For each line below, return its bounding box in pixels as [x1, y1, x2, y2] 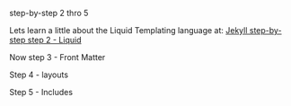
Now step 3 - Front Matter [9, 52, 106, 62]
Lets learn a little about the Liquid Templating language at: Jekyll [9, 25, 248, 35]
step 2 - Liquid [27, 35, 82, 45]
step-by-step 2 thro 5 [9, 8, 89, 18]
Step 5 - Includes [9, 87, 74, 97]
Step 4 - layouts [9, 69, 69, 80]
